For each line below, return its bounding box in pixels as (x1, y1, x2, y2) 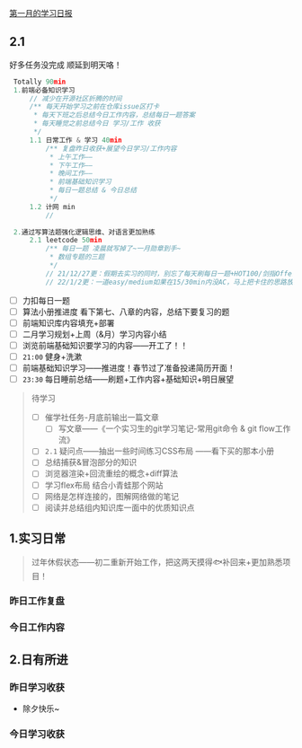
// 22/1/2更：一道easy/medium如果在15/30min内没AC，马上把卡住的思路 (45, 277, 288, 286)
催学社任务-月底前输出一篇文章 (44, 412, 160, 423)
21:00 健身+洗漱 (22, 351, 83, 362)
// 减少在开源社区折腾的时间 (29, 93, 122, 103)
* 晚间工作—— (49, 169, 93, 178)
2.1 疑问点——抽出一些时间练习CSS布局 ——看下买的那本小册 (44, 445, 275, 456)
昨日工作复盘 (9, 595, 66, 608)
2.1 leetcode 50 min (29, 236, 102, 245)
